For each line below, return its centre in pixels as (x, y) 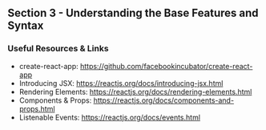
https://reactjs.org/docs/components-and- (163, 100)
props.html (37, 108)
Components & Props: (55, 100)
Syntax (26, 26)
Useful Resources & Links (58, 49)
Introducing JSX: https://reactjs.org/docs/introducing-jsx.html (121, 83)
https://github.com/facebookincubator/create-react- (166, 66)
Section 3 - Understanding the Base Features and (133, 13)
